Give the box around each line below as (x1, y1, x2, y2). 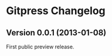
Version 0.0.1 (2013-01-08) (6, 28, 107, 38)
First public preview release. (6, 43, 74, 50)
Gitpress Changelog (6, 4, 106, 18)
